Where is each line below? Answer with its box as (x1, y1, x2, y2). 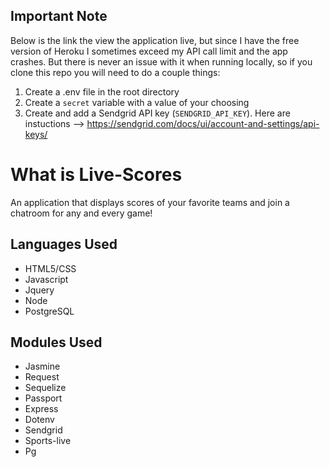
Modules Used (10, 334, 103, 351)
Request (24, 371, 60, 383)
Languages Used (10, 236, 118, 253)
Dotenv (24, 414, 55, 426)
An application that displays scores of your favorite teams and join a (10, 196, 290, 208)
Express (24, 403, 59, 415)
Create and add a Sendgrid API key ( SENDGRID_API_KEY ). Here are (24, 107, 291, 119)
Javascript (24, 273, 69, 285)
